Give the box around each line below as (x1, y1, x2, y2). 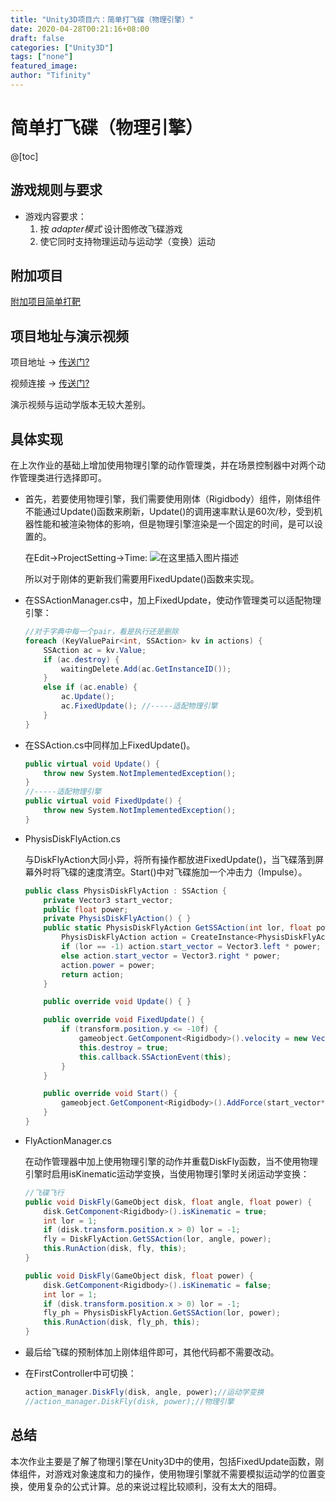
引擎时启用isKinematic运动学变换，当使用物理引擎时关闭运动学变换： (24, 1167, 310, 1180)
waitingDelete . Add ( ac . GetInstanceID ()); (61, 664, 232, 674)
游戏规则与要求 (10, 182, 103, 199)
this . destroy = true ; (78, 1042, 169, 1053)
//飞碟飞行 (24, 1187, 65, 1198)
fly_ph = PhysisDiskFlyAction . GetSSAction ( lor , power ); (43, 1308, 281, 1318)
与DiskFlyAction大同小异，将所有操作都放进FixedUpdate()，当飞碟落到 (24, 853, 316, 865)
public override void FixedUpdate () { (43, 1015, 205, 1025)
